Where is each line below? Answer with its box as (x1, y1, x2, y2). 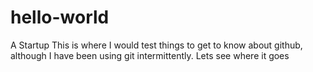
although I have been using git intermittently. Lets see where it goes (10, 49, 290, 61)
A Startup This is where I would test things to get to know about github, (10, 39, 303, 51)
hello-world (10, 6, 110, 29)
